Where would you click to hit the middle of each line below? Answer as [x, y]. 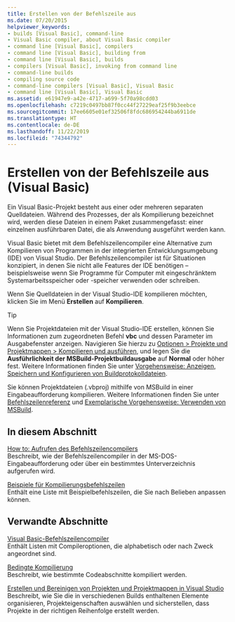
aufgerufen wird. [31, 471]
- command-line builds [40, 72]
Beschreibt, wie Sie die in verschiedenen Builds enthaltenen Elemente [108, 595]
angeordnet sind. [32, 553]
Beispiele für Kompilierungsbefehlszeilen [66, 485]
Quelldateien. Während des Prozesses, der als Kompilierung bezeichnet [110, 214]
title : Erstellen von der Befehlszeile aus [72, 14]
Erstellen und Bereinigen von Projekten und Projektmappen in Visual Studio [116, 588]
